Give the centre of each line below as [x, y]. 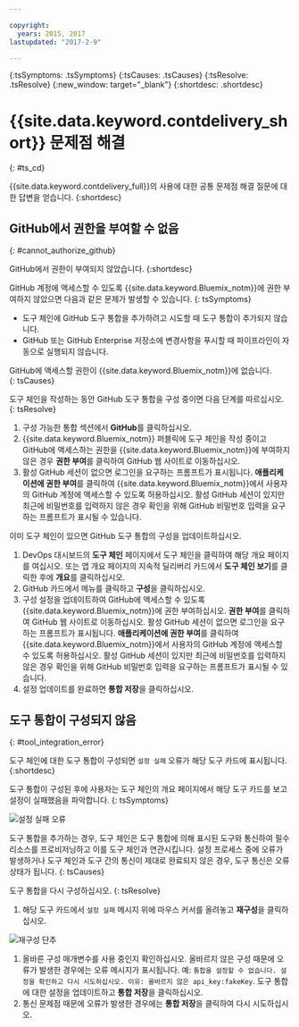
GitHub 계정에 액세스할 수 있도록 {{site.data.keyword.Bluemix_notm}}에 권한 [145, 288]
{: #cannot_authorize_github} [62, 250]
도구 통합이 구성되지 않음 [73, 720]
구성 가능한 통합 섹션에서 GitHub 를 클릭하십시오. [107, 428]
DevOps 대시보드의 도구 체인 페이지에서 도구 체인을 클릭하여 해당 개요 [144, 555]
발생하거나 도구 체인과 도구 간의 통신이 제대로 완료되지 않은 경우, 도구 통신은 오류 [149, 860]
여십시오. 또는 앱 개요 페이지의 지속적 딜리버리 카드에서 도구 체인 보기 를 [155, 566]
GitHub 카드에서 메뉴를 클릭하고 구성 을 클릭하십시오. [113, 589]
